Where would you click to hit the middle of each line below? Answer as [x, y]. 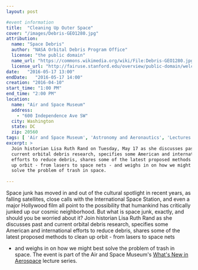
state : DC [23, 127]
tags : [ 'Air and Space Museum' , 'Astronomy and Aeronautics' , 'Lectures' [100, 138]
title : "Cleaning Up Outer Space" [50, 28]
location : [18, 99]
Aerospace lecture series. [46, 261]
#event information [30, 22]
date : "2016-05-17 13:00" [41, 71]
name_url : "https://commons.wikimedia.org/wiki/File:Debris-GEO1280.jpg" [104, 61]
